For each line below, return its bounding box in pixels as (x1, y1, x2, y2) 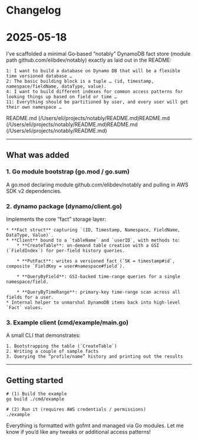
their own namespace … (6, 104, 62, 110)
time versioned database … (6, 73, 72, 79)
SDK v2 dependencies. (6, 187, 62, 194)
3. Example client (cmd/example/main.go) (6, 318, 128, 327)
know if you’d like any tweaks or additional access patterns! (6, 429, 151, 436)
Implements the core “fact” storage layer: (6, 215, 106, 223)
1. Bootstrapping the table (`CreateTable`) (6, 343, 117, 349)
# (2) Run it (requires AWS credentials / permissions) (6, 407, 146, 413)
